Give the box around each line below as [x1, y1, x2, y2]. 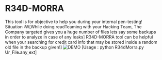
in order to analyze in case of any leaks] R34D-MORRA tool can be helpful [5, 34, 153, 40]
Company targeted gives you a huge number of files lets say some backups [5, 29, 156, 35]
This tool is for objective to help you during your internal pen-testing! [5, 19, 143, 24]
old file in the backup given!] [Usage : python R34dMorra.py [5, 44, 144, 50]
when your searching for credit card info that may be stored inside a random [5, 39, 158, 45]
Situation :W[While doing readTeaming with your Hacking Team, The [5, 24, 142, 29]
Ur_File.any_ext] [5, 49, 37, 55]
